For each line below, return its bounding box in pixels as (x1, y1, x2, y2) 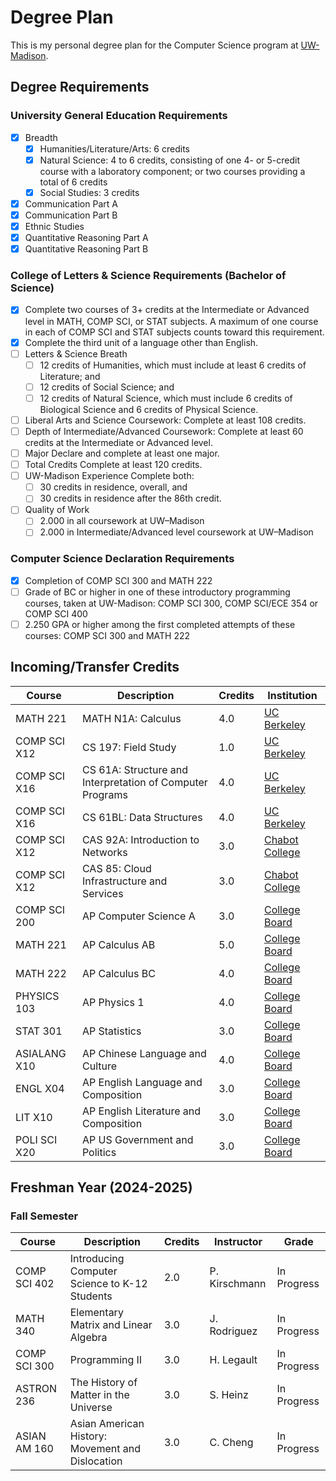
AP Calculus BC (81, 966, 156, 980)
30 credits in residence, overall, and (39, 481, 188, 493)
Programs (81, 787, 128, 801)
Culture (81, 1059, 118, 1073)
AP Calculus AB (81, 937, 156, 951)
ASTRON (15, 1382, 58, 1396)
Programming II (69, 1353, 143, 1367)
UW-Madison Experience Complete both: (24, 470, 195, 482)
